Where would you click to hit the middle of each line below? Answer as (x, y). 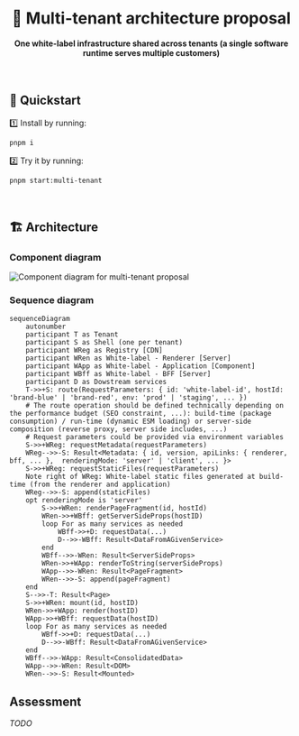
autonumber (46, 327)
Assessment (45, 701)
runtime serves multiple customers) (151, 52)
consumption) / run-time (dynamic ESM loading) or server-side (131, 422)
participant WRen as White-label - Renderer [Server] (128, 359)
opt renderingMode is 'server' (84, 501)
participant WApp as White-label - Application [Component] (140, 366)
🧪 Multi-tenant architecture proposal (151, 18)
